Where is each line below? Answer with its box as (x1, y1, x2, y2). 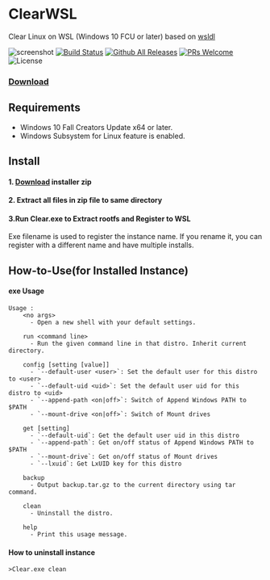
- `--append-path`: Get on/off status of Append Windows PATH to (29, 439, 254, 447)
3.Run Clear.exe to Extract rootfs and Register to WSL (8, 213, 191, 223)
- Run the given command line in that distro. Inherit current (29, 340, 247, 348)
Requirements (8, 101, 81, 115)
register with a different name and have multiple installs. (8, 240, 195, 250)
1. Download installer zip (8, 177, 92, 187)
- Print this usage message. (29, 531, 128, 539)
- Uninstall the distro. (29, 510, 114, 518)
